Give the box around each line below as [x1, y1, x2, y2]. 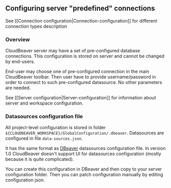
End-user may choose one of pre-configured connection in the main [5, 69, 149, 75]
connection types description [5, 23, 68, 29]
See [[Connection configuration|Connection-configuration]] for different [5, 17, 158, 24]
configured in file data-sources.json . [5, 135, 83, 141]
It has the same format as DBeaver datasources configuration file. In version [5, 145, 166, 152]
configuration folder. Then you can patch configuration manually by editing [5, 172, 163, 178]
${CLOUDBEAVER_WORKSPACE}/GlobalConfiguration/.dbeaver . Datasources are [5, 130, 164, 136]
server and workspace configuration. [5, 100, 83, 107]
